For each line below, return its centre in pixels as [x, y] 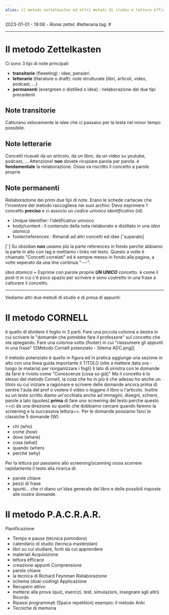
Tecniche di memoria [34, 608]
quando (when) [28, 448]
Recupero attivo [29, 586]
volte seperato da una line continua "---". [48, 262]
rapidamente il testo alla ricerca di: [41, 468]
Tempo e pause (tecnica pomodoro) [50, 538]
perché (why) [26, 453]
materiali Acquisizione [35, 554]
